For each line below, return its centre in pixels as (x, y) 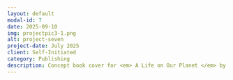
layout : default (31, 14)
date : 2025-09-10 (32, 26)
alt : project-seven (36, 40)
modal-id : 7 (24, 20)
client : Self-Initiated (42, 53)
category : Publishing (39, 59)
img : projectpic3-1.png (42, 33)
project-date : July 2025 (43, 46)
